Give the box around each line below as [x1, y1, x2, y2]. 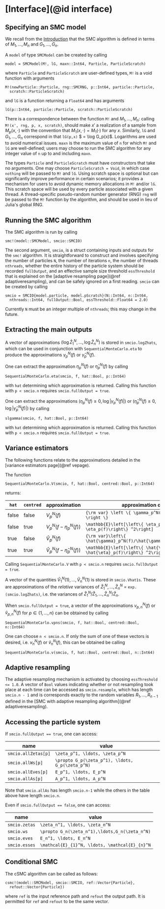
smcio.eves [7, 836, 33, 841]
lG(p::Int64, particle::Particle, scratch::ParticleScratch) [5, 107, 133, 112]
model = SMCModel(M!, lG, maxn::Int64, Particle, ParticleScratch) [5, 61, 146, 66]
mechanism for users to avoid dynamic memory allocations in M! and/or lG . [5, 181, 157, 187]
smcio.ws [7, 829, 28, 834]
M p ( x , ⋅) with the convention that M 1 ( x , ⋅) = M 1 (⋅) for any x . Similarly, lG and [5, 127, 156, 135]
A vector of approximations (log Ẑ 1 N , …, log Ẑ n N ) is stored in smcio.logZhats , [5, 338, 157, 347]
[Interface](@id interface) [5, 3, 113, 15]
